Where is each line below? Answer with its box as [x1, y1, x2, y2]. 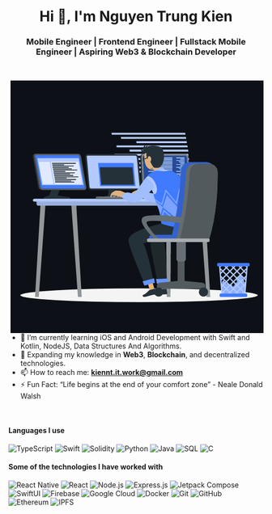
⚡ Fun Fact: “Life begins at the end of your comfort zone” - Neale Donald [19, 380, 263, 390]
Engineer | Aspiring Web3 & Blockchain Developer [36, 46, 236, 57]
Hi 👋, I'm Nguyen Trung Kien [39, 7, 233, 26]
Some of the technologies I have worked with [8, 462, 164, 472]
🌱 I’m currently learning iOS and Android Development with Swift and [19, 333, 251, 343]
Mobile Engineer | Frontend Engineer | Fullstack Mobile [26, 36, 246, 48]
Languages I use [8, 426, 65, 436]
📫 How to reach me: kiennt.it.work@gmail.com [19, 368, 184, 377]
